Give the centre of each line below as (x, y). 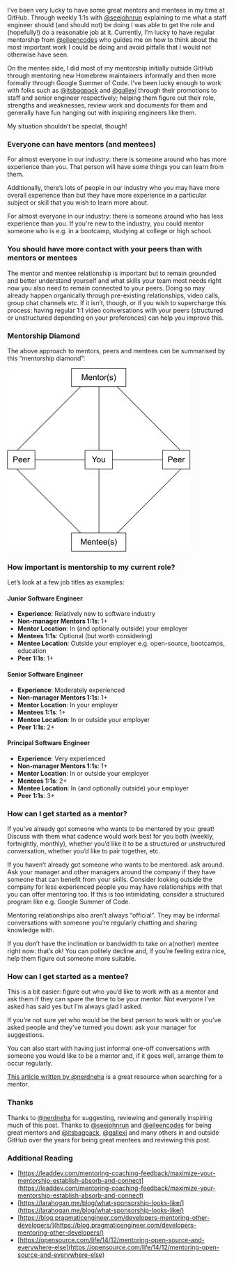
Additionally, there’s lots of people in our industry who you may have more (114, 188)
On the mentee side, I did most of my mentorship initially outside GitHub (110, 68)
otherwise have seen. (38, 54)
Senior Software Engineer (45, 674)
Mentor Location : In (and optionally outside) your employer (102, 628)
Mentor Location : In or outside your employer (83, 773)
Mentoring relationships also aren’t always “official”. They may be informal (114, 915)
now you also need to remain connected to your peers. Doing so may (106, 288)
